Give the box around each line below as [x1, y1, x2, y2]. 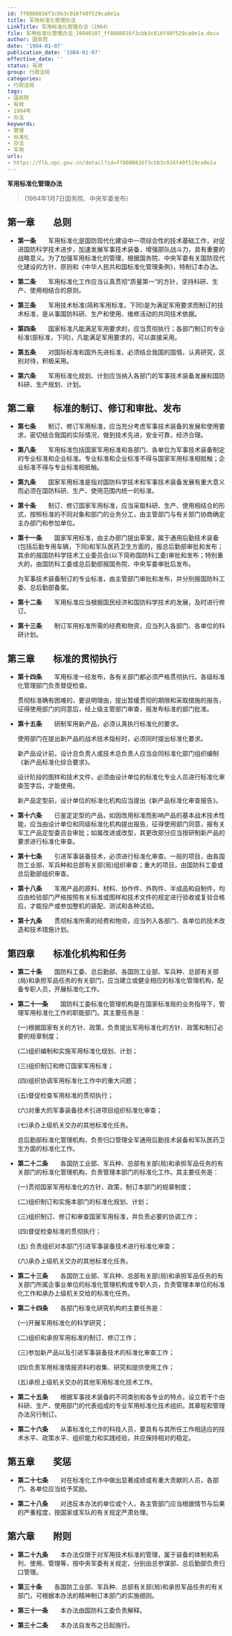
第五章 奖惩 [7, 1456, 72, 1468]
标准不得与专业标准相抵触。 [23, 463, 103, 471]
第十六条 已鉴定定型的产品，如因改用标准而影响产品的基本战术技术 [17, 811, 219, 820]
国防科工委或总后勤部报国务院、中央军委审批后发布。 [41, 560, 195, 568]
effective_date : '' [7, 56, 64, 63]
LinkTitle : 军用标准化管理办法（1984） [7, 23, 111, 30]
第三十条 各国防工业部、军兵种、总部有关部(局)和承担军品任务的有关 [17, 1582, 224, 1591]
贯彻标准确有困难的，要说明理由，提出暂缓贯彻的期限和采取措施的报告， [17, 696, 225, 705]
